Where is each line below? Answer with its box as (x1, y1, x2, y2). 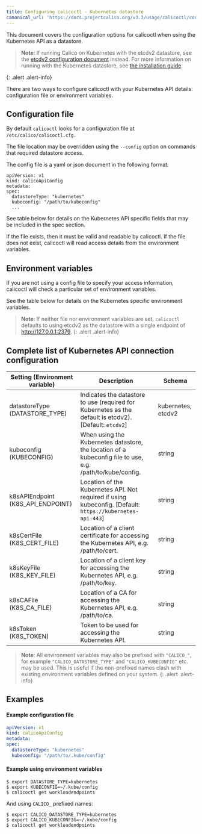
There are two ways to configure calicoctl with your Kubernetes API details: (6, 85, 194, 92)
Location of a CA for (80, 588, 137, 597)
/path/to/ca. (80, 611, 114, 619)
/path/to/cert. (80, 546, 118, 555)
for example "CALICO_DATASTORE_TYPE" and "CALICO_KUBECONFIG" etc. (20, 658, 188, 665)
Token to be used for (80, 621, 139, 629)
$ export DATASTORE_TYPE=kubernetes (6, 779, 98, 785)
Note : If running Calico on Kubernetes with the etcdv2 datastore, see (20, 49, 192, 56)
